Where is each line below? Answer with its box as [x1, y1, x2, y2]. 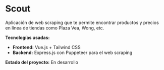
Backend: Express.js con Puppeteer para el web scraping [12, 49, 133, 55]
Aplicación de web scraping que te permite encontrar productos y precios [5, 19, 159, 25]
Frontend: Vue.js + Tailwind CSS [12, 44, 81, 50]
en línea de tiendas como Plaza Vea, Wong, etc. [5, 24, 104, 30]
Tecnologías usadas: [5, 34, 50, 40]
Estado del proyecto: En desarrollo [5, 59, 78, 65]
